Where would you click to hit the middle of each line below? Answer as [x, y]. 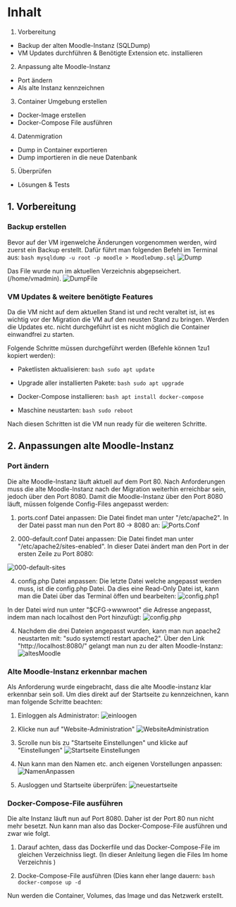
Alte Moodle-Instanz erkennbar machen [77, 672]
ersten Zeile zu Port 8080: [55, 553]
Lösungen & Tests [44, 185]
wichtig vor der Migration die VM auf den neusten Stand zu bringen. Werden [118, 319]
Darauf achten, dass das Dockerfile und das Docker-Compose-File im [119, 847]
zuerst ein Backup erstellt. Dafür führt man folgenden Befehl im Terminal [113, 249]
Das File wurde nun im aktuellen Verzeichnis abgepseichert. [94, 271]
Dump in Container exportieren [62, 149]
